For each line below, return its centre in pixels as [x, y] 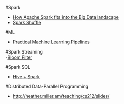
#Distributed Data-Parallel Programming [47, 86]
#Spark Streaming [24, 52]
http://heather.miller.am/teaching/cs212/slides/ [61, 96]
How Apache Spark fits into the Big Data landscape [66, 17]
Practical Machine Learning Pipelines [51, 42]
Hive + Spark [26, 77]
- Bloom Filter [19, 57]
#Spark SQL [18, 67]
